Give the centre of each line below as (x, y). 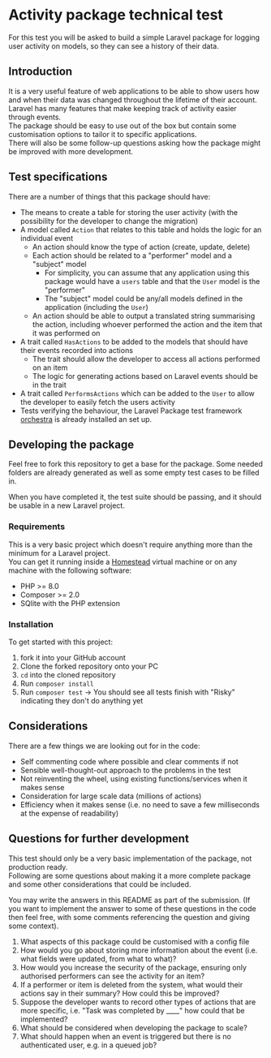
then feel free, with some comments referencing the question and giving (129, 917)
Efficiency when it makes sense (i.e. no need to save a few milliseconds (140, 804)
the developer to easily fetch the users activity (98, 402)
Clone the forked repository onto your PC (89, 666)
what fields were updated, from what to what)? (98, 958)
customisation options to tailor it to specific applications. (103, 134)
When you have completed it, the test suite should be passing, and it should (135, 497)
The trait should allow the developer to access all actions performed (146, 359)
